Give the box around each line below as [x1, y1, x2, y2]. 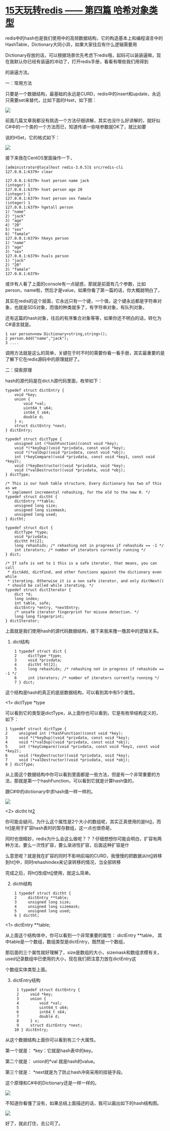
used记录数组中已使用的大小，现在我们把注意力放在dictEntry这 [5, 956, 137, 962]
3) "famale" [5, 267, 30, 272]
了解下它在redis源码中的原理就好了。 [5, 356, 82, 362]
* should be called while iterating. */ [7, 583, 94, 588]
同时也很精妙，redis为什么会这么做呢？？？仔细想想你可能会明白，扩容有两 [5, 836, 162, 842]
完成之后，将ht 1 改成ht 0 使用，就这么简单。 [5, 870, 94, 876]
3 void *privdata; [14, 657, 62, 663]
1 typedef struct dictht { [14, 890, 71, 896]
